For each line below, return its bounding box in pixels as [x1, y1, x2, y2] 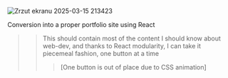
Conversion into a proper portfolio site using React [7, 21, 155, 28]
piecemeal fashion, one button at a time [42, 50, 159, 57]
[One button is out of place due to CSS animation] [60, 63, 207, 71]
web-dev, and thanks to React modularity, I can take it [42, 42, 202, 50]
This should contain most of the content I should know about [42, 34, 221, 43]
